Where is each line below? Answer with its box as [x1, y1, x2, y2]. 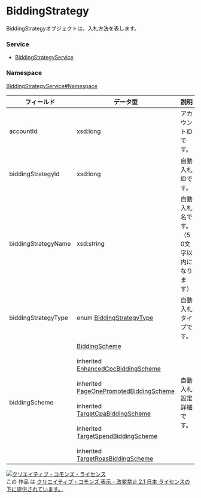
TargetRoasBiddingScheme [77, 454, 154, 463]
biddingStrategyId [9, 170, 60, 178]
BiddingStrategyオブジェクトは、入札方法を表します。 [6, 25, 140, 32]
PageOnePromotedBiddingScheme [77, 387, 175, 395]
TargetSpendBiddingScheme [77, 431, 158, 440]
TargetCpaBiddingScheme [77, 409, 151, 418]
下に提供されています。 [6, 485, 64, 493]
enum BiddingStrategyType [77, 313, 154, 322]
